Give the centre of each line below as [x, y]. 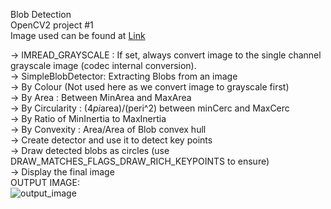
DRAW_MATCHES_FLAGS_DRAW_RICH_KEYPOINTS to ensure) [140, 161]
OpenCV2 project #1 [52, 25]
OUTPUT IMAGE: [45, 182]
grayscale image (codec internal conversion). [103, 65]
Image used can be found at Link [78, 35]
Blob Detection [41, 14]
